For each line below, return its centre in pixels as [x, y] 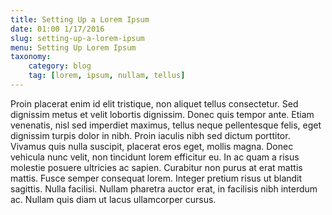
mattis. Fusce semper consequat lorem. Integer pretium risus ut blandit [156, 178]
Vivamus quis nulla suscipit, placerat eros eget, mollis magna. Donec [152, 146]
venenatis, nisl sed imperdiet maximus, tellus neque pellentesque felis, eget [166, 125]
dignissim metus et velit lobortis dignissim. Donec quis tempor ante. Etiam [162, 114]
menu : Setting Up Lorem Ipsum [73, 47]
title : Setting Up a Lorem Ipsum [80, 19]
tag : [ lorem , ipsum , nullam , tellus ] [107, 76]
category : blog [60, 66]
